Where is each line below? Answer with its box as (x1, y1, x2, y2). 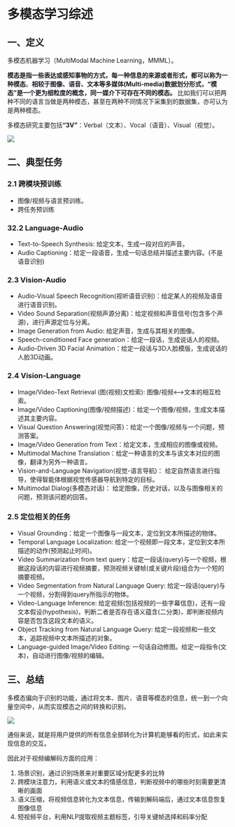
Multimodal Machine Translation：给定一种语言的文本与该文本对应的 (17, 449, 215, 457)
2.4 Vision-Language (7, 371, 81, 381)
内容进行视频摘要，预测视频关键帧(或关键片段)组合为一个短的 (48, 563, 225, 572)
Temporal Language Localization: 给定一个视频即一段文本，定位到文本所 (17, 538, 226, 546)
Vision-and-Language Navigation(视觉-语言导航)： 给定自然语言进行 (17, 466, 215, 475)
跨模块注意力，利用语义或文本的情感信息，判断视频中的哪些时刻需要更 (17, 777, 220, 786)
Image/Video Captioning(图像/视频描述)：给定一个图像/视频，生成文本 (17, 405, 219, 413)
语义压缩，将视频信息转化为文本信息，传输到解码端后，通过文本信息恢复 (17, 795, 226, 803)
